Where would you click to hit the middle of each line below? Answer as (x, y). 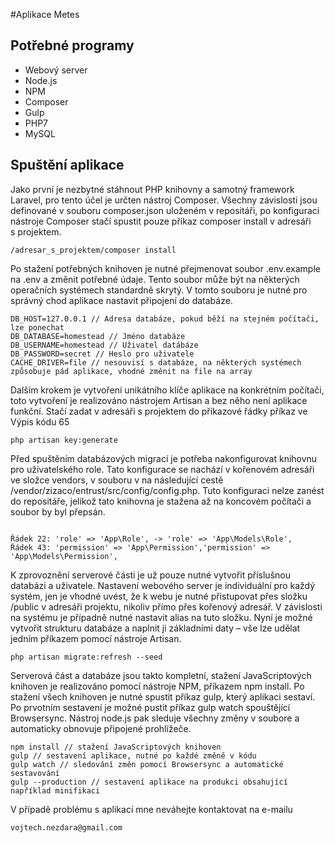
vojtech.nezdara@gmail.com (66, 827)
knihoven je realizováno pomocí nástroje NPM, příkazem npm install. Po (157, 686)
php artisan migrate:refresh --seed (86, 657)
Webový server (56, 70)
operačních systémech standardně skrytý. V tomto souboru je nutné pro (159, 290)
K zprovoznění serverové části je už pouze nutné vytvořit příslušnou (150, 575)
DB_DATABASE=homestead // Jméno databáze (98, 336)
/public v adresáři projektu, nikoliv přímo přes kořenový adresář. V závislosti (166, 606)
